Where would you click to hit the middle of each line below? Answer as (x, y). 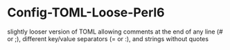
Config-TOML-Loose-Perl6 (86, 13)
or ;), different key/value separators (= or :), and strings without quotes (108, 38)
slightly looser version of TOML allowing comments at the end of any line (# (115, 32)
